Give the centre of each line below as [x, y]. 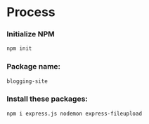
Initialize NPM [31, 34]
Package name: [34, 67]
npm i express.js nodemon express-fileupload [74, 113]
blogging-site [27, 81]
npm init [19, 49]
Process [31, 12]
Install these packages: [47, 99]
